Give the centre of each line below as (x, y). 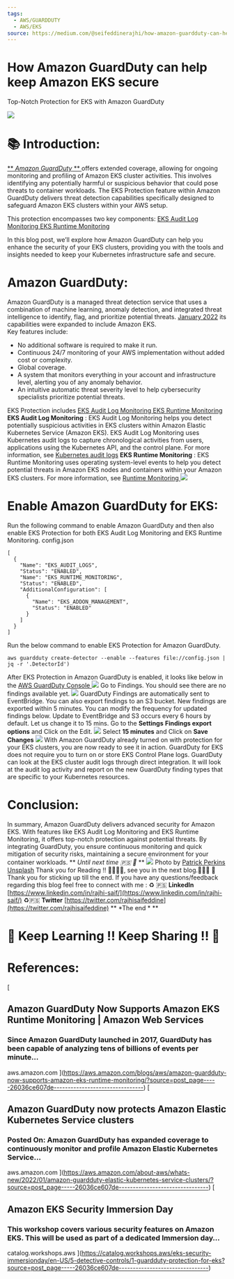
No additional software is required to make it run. (87, 345)
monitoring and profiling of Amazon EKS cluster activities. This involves (110, 176)
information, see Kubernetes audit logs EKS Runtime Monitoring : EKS (108, 455)
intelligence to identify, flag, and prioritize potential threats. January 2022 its (117, 317)
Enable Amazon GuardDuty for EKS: (113, 506)
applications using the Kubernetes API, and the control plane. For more (109, 447)
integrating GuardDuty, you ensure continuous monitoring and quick (105, 846)
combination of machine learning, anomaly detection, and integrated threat (115, 309)
